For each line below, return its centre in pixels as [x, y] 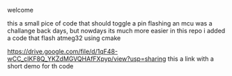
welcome [20, 10]
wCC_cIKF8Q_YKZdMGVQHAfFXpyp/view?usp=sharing [87, 59]
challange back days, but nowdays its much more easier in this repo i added [116, 31]
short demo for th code [40, 66]
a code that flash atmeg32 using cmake [64, 38]
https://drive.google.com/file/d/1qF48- [63, 51]
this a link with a [191, 59]
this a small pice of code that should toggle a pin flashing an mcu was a [110, 23]
